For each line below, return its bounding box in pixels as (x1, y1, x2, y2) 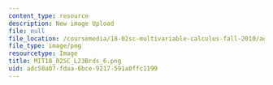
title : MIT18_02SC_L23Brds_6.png (8, 57, 122, 66)
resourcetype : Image (8, 49, 79, 57)
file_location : (8, 34, 60, 43)
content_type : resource (8, 11, 89, 20)
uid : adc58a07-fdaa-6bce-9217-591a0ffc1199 (8, 65, 158, 73)
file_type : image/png (8, 42, 82, 50)
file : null (8, 27, 45, 35)
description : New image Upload (8, 19, 115, 28)
